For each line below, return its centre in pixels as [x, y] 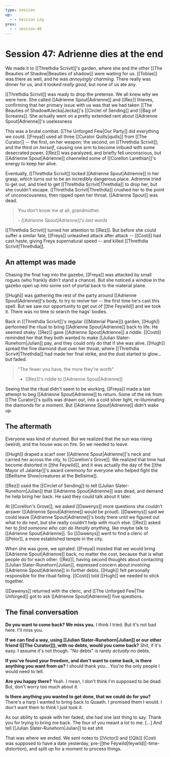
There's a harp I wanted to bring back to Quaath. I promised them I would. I [84, 702]
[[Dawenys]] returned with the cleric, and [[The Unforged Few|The [75, 591]
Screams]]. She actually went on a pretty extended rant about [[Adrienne [81, 116]
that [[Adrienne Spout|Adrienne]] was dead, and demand [104, 491]
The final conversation [42, 612]
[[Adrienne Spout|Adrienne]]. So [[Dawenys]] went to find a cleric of [77, 533]
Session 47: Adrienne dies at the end [84, 54]
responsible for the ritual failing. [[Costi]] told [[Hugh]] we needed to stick [82, 575]
